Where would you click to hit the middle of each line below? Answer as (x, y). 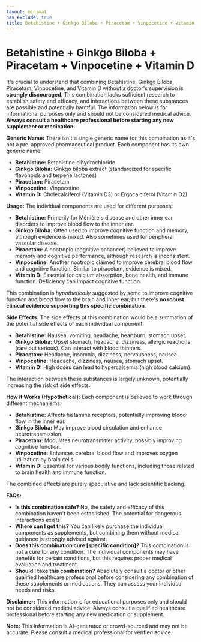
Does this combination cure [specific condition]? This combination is (102, 545)
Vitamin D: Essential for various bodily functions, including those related (104, 466)
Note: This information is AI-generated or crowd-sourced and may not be (97, 626)
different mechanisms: (34, 403)
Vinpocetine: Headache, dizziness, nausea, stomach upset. (89, 361)
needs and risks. (35, 590)
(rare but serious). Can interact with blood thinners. (78, 348)
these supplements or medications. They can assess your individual (99, 584)
